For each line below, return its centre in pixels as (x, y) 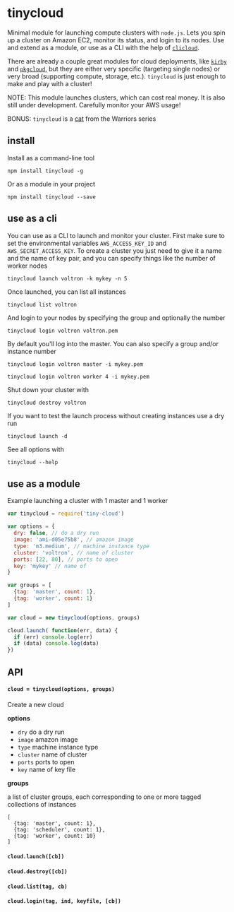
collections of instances (42, 804)
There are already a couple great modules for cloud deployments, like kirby (117, 61)
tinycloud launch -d (38, 436)
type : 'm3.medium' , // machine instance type (82, 546)
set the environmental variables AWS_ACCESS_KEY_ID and (87, 243)
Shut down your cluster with (48, 389)
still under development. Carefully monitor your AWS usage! (94, 105)
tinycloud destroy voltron (47, 403)
